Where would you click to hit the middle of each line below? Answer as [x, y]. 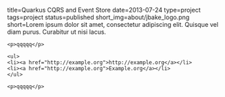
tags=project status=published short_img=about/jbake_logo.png [98, 17]
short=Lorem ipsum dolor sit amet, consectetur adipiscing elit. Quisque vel [113, 24]
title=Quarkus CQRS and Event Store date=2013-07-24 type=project [104, 10]
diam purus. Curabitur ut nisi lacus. [57, 32]
